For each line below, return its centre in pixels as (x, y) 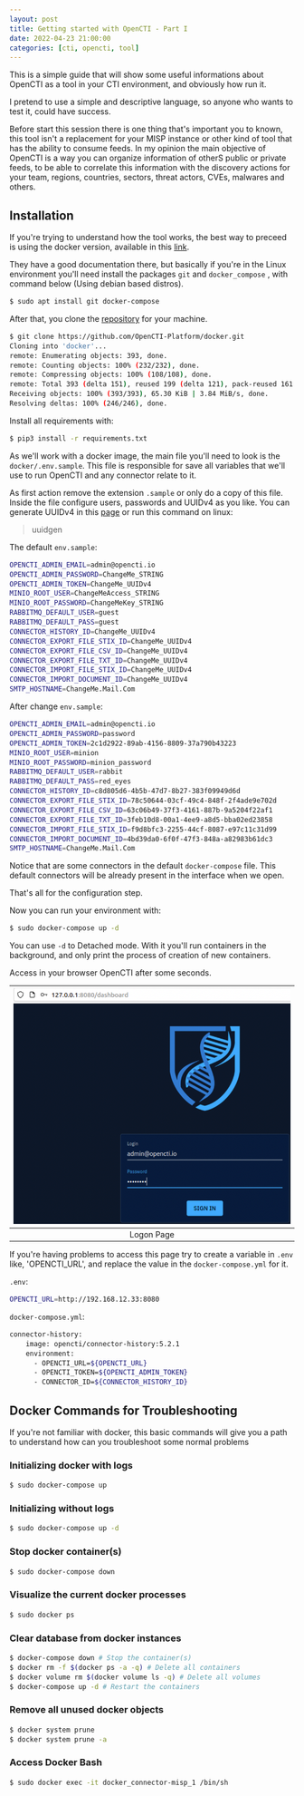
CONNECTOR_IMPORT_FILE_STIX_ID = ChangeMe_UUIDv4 (101, 670)
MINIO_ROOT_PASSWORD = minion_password (81, 762)
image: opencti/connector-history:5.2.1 (103, 1344)
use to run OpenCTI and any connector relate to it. (103, 475)
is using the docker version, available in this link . (100, 247)
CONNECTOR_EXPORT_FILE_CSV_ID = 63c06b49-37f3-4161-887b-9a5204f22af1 (141, 810)
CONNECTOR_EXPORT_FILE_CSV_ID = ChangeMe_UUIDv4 (99, 651)
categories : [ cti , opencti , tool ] (75, 48)
